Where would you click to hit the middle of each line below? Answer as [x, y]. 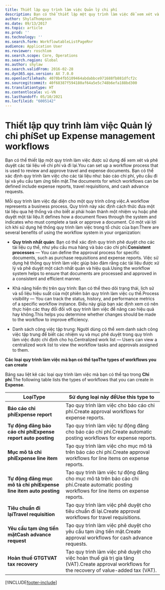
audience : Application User [34, 46]
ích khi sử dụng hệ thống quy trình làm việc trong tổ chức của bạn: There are [82, 228]
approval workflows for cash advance [109, 538]
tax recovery [23, 564]
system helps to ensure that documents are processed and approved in [84, 273]
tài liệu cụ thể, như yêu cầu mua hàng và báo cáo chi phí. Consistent [81, 247]
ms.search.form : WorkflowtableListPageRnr [49, 42]
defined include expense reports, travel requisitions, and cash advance [77, 186]
